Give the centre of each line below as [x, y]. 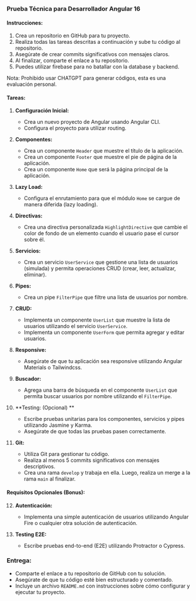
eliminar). [35, 275]
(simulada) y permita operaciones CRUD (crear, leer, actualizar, [100, 268]
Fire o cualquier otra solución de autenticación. [81, 523]
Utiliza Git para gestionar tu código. [67, 454]
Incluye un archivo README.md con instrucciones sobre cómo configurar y [102, 586]
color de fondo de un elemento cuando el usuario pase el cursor [101, 233]
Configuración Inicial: [42, 110]
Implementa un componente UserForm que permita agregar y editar [104, 333]
